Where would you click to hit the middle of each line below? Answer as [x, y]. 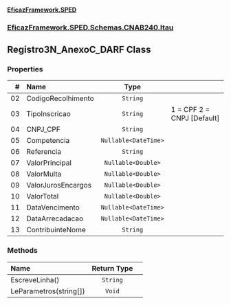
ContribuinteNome [56, 230]
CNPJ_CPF [43, 129]
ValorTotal [43, 196]
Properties [25, 69]
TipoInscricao [48, 114]
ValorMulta [44, 174]
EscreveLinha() [35, 280]
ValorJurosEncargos [59, 185]
